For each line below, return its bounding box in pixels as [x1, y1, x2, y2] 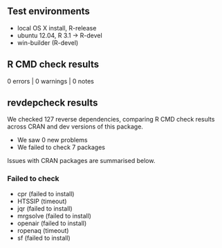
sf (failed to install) [17, 233, 71, 242]
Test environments [7, 6, 90, 17]
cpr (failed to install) [17, 189, 75, 198]
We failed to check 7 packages [17, 143, 106, 151]
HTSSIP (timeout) [17, 197, 67, 205]
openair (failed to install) [17, 219, 87, 227]
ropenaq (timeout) [17, 226, 69, 234]
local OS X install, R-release [17, 23, 97, 32]
